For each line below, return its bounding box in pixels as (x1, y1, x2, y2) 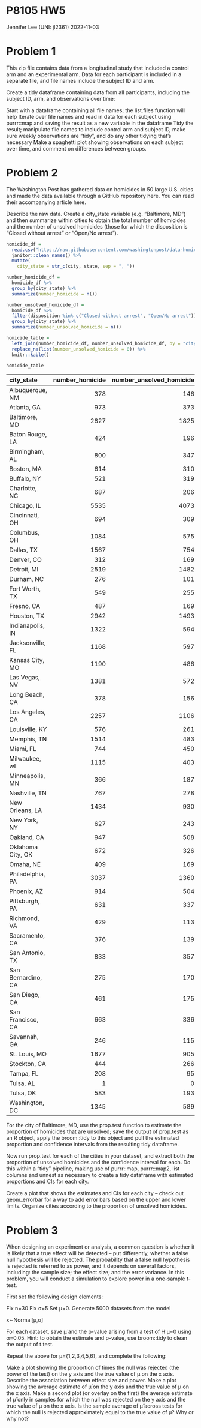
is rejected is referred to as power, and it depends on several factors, (6, 1262, 176, 1270)
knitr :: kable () (11, 352, 50, 358)
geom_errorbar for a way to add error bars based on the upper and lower (6, 1196, 187, 1204)
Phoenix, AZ (9, 887, 44, 896)
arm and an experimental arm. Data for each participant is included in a (6, 70, 182, 78)
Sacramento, (9, 932, 45, 940)
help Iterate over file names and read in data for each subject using (6, 113, 172, 120)
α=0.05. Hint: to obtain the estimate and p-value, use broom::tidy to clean (6, 1334, 187, 1342)
